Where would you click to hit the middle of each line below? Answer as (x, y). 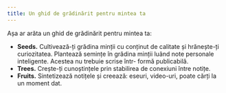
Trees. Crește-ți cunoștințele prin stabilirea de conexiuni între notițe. (114, 68)
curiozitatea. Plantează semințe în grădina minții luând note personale (115, 54)
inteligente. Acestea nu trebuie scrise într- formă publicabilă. (103, 61)
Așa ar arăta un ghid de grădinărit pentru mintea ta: (80, 33)
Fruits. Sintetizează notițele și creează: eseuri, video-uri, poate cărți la (117, 76)
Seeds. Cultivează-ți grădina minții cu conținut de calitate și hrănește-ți (118, 46)
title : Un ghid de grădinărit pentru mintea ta (77, 13)
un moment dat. (39, 83)
